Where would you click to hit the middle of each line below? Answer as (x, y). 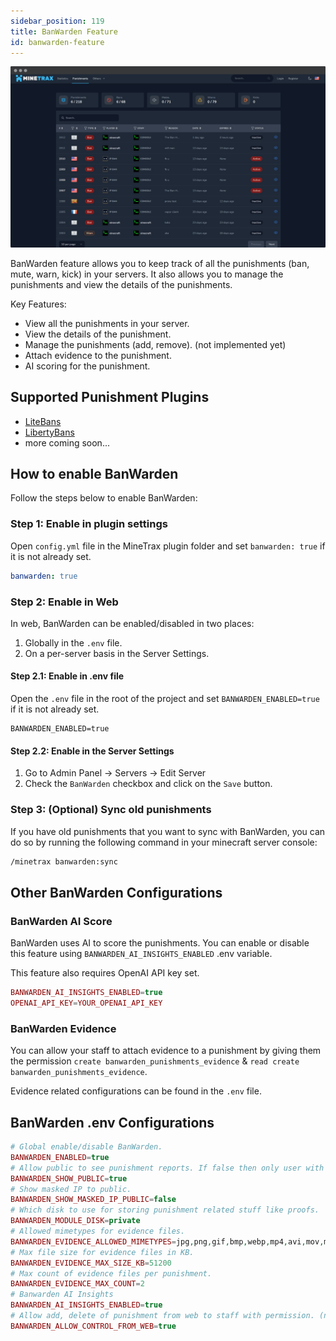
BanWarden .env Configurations (112, 1122)
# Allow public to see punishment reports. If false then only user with (167, 1168)
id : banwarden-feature (57, 42)
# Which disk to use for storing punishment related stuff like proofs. (165, 1210)
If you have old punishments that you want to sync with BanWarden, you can (168, 831)
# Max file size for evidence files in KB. (102, 1252)
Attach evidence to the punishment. (98, 355)
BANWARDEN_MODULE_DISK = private (75, 1221)
